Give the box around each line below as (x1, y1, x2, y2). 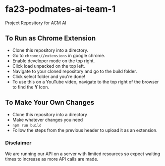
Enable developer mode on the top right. (12, 58, 95, 64)
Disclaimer (5, 139, 32, 146)
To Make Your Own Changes (5, 98, 95, 107)
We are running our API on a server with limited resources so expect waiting (5, 151, 161, 157)
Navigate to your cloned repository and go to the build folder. (12, 68, 137, 74)
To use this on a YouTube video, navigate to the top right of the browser (12, 79, 159, 84)
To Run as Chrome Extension (5, 34, 96, 42)
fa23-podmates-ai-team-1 (5, 3, 116, 15)
